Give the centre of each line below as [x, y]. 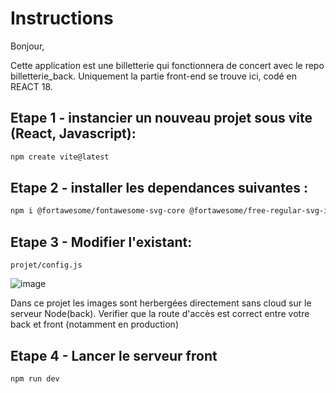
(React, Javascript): [73, 133]
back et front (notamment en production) [95, 324]
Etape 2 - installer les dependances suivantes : [159, 188]
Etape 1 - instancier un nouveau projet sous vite [161, 118]
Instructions [62, 18]
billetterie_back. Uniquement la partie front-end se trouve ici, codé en [154, 76]
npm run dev [35, 378]
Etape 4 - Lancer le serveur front [114, 355]
